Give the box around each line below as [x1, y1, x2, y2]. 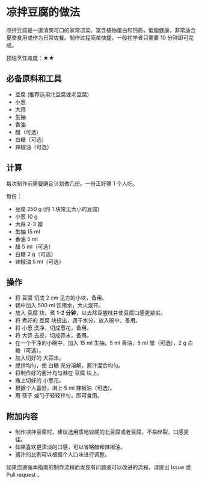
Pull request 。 [6, 471, 43, 479]
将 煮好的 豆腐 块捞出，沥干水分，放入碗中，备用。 [14, 317, 141, 324]
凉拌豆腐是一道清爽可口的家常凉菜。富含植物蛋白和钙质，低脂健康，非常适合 [6, 26, 196, 34]
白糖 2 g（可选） [14, 250, 57, 257]
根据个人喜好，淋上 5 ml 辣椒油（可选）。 [14, 384, 116, 391]
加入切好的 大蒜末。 [14, 354, 64, 361]
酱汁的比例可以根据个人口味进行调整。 [14, 451, 110, 458]
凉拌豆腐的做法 [6, 5, 81, 19]
